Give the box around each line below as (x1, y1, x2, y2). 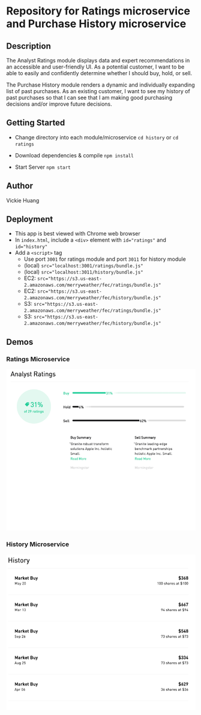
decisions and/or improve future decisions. (6, 100, 112, 108)
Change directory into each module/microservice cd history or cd (14, 133, 179, 141)
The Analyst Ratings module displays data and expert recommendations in (6, 57, 190, 64)
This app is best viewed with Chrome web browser (14, 230, 141, 237)
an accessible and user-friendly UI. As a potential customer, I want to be (6, 63, 185, 70)
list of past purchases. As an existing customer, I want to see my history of (6, 88, 190, 94)
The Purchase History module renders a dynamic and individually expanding (6, 81, 195, 88)
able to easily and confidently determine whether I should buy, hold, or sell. (6, 70, 193, 76)
